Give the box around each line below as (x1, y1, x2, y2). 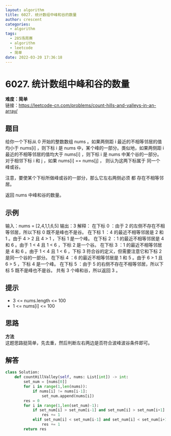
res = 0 (23, 398, 40, 403)
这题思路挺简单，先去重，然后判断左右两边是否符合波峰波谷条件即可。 (5, 339, 153, 346)
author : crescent (5, 17, 42, 22)
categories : (5, 21, 31, 27)
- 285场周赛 (10, 36, 33, 41)
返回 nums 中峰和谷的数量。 (5, 192, 65, 198)
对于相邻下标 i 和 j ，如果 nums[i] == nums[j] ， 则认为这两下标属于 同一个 (5, 158, 160, 164)
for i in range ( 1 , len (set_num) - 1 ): (23, 403, 99, 408)
